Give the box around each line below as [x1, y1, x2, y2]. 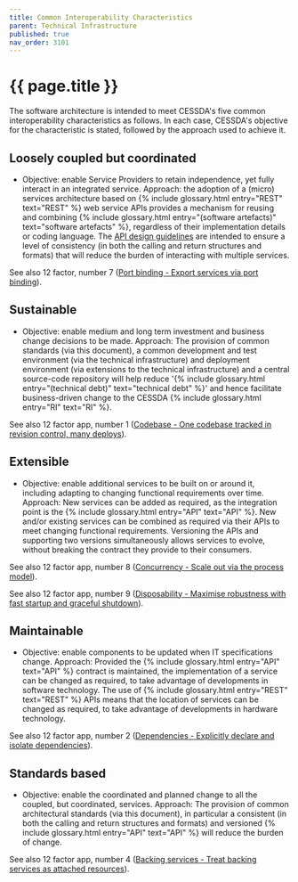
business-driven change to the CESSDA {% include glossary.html [21, 392, 262, 403]
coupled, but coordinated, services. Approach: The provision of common [21, 799, 289, 810]
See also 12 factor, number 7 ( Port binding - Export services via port [9, 267, 259, 277]
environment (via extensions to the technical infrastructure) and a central [21, 363, 290, 374]
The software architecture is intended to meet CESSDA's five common [9, 106, 266, 117]
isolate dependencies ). [9, 740, 93, 751]
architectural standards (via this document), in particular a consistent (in [21, 808, 287, 820]
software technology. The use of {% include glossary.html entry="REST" [21, 685, 288, 696]
